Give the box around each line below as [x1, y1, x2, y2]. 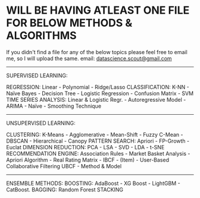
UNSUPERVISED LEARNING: [6, 120, 76, 127]
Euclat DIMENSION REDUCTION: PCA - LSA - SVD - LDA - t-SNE [6, 143, 165, 150]
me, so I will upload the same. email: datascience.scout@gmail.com [6, 55, 172, 62]
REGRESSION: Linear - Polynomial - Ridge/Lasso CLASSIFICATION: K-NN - [6, 83, 189, 90]
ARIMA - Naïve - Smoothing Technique [6, 102, 102, 109]
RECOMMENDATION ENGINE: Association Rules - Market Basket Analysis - [6, 150, 190, 157]
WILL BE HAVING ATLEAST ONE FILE [6, 4, 190, 17]
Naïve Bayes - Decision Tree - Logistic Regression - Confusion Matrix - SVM [6, 90, 194, 97]
